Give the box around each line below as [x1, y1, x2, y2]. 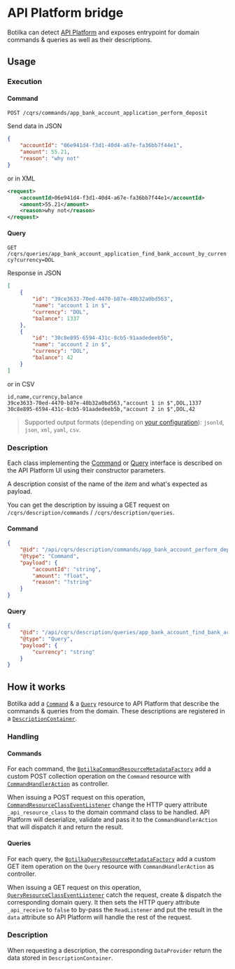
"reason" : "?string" [32, 579, 92, 586]
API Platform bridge [7, 5, 124, 21]
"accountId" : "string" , [32, 566, 101, 573]
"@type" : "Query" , [20, 635, 73, 642]
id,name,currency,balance [7, 393, 83, 400]
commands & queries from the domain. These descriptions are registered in [7, 707, 225, 716]
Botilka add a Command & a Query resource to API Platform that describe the [7, 699, 220, 708]
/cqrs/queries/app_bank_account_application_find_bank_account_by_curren [7, 251, 227, 258]
